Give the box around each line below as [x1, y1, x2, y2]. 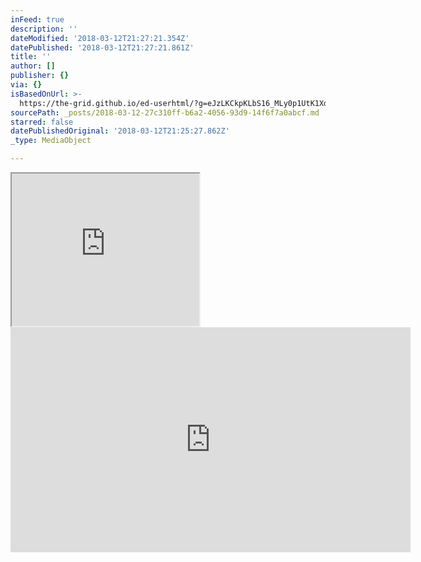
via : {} [10, 80, 43, 90]
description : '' [10, 24, 78, 34]
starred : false [10, 117, 74, 127]
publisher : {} [10, 71, 70, 81]
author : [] [10, 61, 56, 71]
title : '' [10, 52, 52, 62]
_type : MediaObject [10, 136, 92, 146]
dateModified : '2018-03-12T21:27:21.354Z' [10, 33, 190, 43]
